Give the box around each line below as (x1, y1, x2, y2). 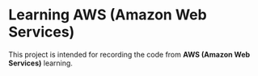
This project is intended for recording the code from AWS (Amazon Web (8, 49, 251, 59)
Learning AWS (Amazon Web (8, 6, 208, 24)
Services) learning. (8, 58, 73, 68)
